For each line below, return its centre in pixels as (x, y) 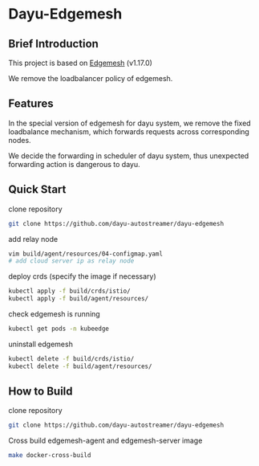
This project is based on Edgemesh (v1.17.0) (80, 63)
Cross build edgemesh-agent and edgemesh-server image (105, 441)
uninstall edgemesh (41, 344)
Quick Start (37, 190)
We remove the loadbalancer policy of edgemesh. (91, 78)
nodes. (20, 140)
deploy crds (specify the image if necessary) (82, 276)
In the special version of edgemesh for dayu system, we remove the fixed (129, 123)
